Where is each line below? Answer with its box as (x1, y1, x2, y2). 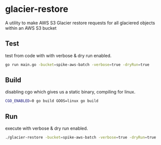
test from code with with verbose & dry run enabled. (5, 52, 111, 58)
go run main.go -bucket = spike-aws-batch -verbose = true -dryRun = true (5, 62, 150, 67)
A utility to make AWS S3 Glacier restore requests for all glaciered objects (5, 20, 155, 26)
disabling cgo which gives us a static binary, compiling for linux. (5, 89, 136, 95)
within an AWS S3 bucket (5, 25, 57, 31)
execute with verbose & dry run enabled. (5, 125, 88, 132)
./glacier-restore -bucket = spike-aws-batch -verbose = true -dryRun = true (5, 135, 156, 140)
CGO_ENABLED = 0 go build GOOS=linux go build (5, 98, 99, 103)
